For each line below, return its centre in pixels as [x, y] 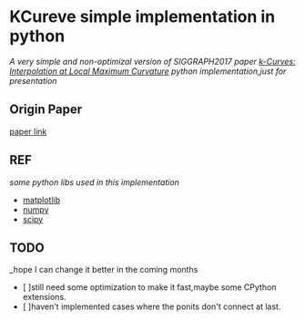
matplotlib [41, 200]
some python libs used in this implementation [95, 182]
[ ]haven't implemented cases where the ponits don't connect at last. [152, 306]
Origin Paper [46, 110]
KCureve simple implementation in [142, 17]
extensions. [44, 297]
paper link [28, 131]
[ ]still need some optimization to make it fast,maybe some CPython [149, 287]
